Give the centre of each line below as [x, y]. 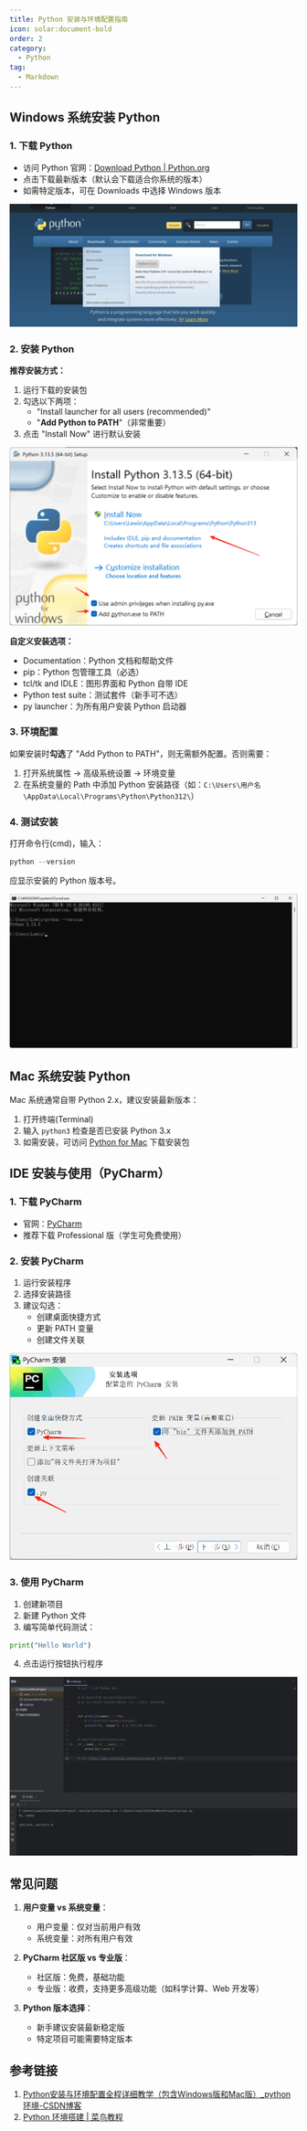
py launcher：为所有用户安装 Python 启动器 [105, 706]
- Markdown [38, 78]
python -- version [42, 862]
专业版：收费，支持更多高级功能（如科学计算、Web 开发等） [150, 1988]
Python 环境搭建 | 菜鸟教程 [73, 2117]
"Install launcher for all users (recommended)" [124, 412]
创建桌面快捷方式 [69, 1317]
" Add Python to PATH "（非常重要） [103, 423]
